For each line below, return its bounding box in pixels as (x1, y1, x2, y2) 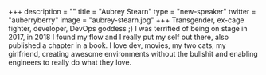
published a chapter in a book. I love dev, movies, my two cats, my (8, 41, 226, 50)
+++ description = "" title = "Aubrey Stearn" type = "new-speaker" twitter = (8, 7, 256, 16)
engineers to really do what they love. (8, 57, 132, 67)
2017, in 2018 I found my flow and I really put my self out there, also (8, 32, 229, 41)
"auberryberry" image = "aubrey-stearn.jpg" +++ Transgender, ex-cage (8, 15, 244, 25)
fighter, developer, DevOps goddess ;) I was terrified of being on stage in (8, 24, 248, 33)
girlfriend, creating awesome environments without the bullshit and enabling (8, 49, 259, 58)
